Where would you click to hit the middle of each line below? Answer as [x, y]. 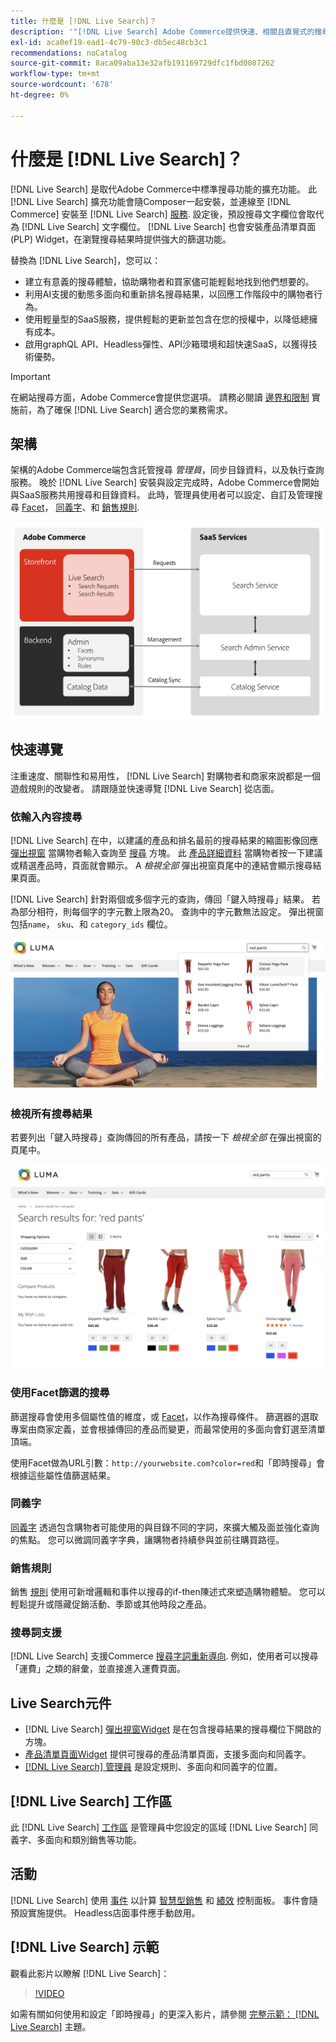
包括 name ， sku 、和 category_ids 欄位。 [91, 924]
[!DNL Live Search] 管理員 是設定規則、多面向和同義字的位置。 [153, 1767]
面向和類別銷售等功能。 [93, 1840]
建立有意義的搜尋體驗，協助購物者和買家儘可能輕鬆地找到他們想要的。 [169, 281]
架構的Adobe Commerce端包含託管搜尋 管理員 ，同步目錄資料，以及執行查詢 [167, 470]
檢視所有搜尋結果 [51, 1114]
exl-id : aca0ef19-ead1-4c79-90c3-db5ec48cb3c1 [109, 42]
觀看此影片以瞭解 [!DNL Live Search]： [90, 1973]
